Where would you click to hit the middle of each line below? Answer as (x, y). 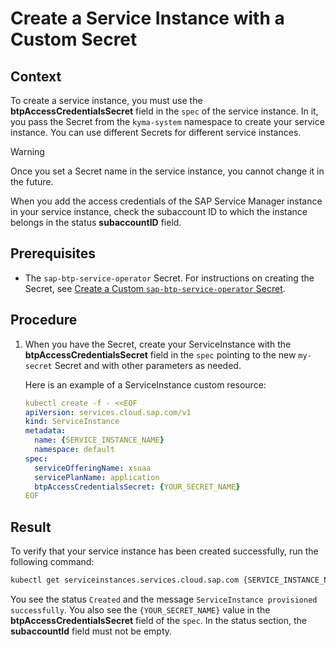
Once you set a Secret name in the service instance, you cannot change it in (167, 171)
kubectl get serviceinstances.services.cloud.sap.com (125, 580)
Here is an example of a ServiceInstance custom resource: (145, 384)
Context (36, 76)
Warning (27, 151)
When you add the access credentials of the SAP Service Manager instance (166, 201)
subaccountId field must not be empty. (91, 631)
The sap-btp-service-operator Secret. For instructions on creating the (169, 278)
